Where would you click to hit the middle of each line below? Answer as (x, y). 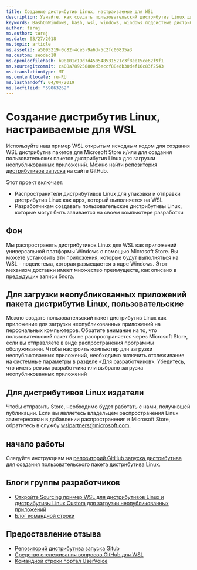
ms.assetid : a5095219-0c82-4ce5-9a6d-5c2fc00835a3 (69, 50)
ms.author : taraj (27, 33)
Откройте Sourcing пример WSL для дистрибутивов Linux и (89, 497)
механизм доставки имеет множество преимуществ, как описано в (91, 270)
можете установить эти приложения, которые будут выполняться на (92, 257)
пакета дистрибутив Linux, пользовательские (95, 304)
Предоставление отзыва (54, 534)
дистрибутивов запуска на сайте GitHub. (57, 170)
